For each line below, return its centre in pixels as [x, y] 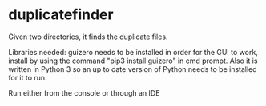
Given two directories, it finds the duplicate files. [88, 37]
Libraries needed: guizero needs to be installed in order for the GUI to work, [133, 52]
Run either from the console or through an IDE [84, 92]
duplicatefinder [61, 15]
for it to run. [28, 77]
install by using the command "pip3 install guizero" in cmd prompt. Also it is [133, 61]
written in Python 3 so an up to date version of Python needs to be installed [133, 69]
